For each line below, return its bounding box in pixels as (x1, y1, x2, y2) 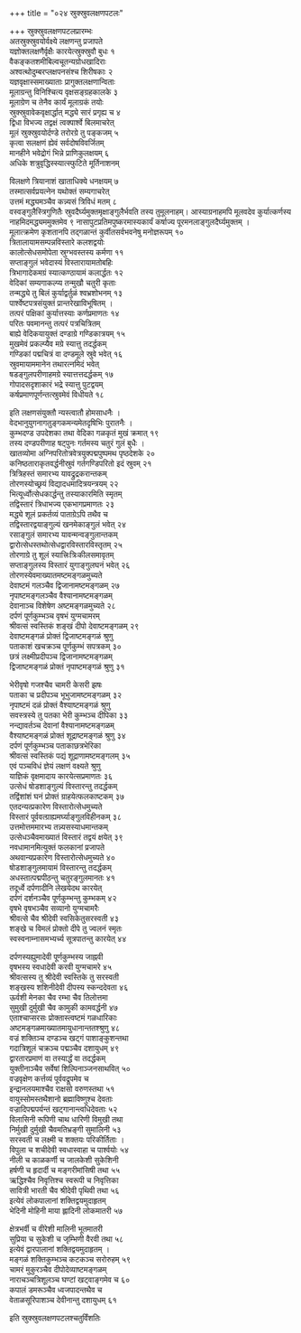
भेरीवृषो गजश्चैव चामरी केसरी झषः (9, 679, 103, 690)
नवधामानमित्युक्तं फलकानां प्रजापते (9, 842, 105, 853)
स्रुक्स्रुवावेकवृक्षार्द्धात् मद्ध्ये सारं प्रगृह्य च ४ (9, 107, 122, 117)
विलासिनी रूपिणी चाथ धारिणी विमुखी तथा (9, 1114, 123, 1124)
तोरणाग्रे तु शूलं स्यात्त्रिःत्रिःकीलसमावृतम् (9, 550, 114, 560)
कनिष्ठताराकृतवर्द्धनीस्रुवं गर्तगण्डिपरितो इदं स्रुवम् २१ (9, 458, 152, 469)
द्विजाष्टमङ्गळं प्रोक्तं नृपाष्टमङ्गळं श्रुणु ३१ (9, 661, 125, 672)
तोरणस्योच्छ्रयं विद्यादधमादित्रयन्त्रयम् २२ (9, 479, 119, 489)
